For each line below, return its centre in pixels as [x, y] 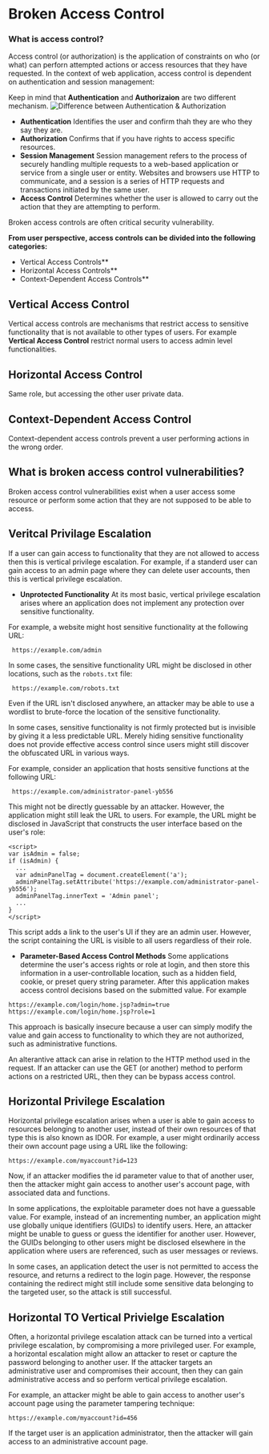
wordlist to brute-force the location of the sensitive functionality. [114, 712]
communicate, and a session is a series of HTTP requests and [122, 181]
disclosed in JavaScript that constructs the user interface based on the [125, 823]
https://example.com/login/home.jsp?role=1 [82, 1012]
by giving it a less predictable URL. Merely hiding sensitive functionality [126, 736]
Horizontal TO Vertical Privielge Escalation [116, 1317]
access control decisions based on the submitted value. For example [133, 990]
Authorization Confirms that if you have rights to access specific [127, 139]
